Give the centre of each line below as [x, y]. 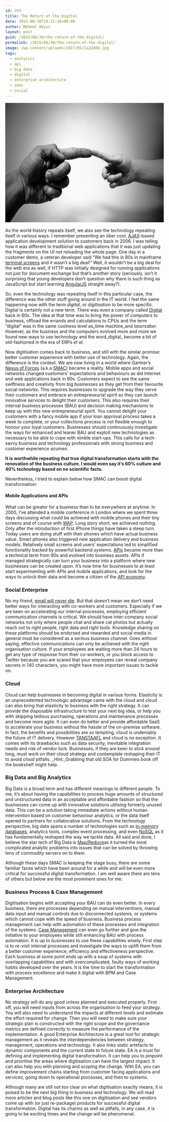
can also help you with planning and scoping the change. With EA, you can [82, 1066]
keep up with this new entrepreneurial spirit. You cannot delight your [76, 411]
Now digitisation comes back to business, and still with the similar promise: [83, 352]
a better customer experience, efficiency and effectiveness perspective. [80, 951]
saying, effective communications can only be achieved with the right [77, 644]
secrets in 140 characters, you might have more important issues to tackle [82, 665]
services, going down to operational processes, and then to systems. [77, 1077]
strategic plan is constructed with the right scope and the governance [77, 1023]
